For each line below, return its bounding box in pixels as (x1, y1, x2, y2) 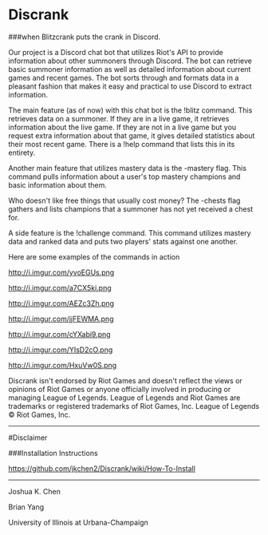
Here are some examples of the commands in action (8, 252, 180, 261)
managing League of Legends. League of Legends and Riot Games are (8, 393, 241, 402)
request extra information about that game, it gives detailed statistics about (8, 130, 255, 141)
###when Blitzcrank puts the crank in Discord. (8, 32, 161, 42)
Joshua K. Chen (8, 486, 61, 496)
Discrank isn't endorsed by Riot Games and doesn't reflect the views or (8, 375, 243, 385)
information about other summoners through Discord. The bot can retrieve (8, 56, 253, 65)
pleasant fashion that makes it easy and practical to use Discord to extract (8, 81, 252, 91)
